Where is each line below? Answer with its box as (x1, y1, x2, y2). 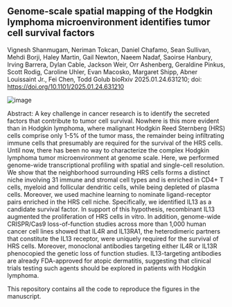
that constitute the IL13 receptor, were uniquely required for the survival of (7, 234, 220, 243)
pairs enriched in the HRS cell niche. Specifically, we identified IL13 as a (7, 198, 212, 206)
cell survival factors (7, 27, 95, 39)
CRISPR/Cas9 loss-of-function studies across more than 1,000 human (7, 220, 206, 228)
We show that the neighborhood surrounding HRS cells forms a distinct (7, 168, 211, 176)
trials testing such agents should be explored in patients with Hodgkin (7, 263, 206, 272)
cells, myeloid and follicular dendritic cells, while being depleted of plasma (7, 183, 220, 191)
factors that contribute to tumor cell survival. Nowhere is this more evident (7, 116, 220, 125)
